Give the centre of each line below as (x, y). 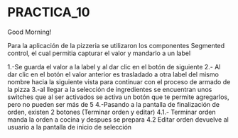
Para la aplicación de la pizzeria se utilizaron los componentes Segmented (116, 45)
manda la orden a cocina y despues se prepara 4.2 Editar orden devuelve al (118, 119)
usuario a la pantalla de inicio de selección (70, 127)
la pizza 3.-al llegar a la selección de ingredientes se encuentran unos (110, 89)
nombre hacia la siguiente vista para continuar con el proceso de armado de (119, 81)
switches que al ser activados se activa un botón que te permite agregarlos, (118, 97)
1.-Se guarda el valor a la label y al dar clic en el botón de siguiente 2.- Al (114, 67)
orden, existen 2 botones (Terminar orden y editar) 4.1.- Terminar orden (112, 112)
